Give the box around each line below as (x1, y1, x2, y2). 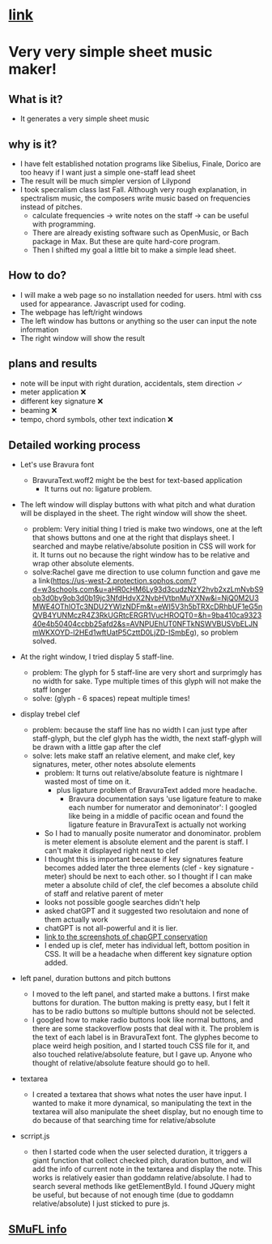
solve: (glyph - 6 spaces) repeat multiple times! (32, 694, 190, 704)
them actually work (44, 915, 108, 924)
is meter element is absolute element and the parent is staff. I (44, 837, 249, 847)
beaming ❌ (19, 405, 57, 415)
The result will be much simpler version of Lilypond (19, 176, 191, 186)
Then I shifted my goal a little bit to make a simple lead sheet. (32, 245, 236, 255)
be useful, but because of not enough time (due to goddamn (32, 1190, 234, 1200)
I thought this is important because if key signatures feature (44, 854, 244, 864)
